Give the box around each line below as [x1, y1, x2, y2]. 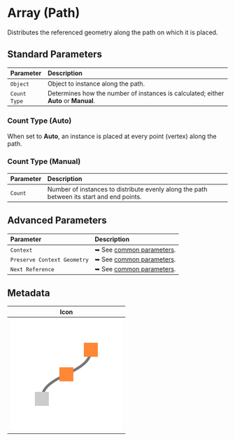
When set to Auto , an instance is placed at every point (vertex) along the [7, 132, 217, 140]
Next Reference [10, 266, 55, 273]
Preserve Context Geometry [10, 256, 89, 264]
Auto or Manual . [48, 96, 96, 104]
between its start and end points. [47, 192, 142, 201]
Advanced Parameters [7, 215, 107, 226]
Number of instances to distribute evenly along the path [47, 184, 208, 194]
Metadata [7, 287, 50, 299]
